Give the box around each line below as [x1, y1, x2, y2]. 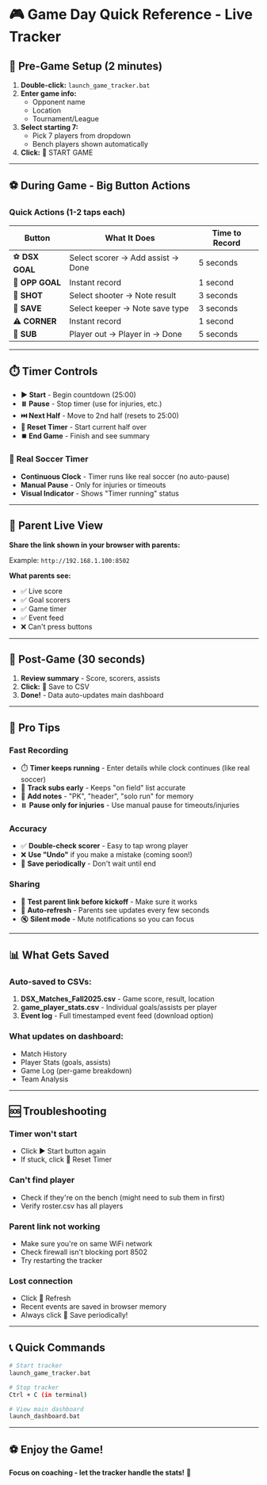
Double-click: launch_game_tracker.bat [20, 80, 151, 90]
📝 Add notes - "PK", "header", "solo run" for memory [20, 791, 194, 801]
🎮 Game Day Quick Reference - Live [9, 6, 253, 24]
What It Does [105, 232, 155, 243]
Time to [212, 227, 242, 238]
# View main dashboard [9, 1405, 84, 1413]
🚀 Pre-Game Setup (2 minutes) [9, 59, 163, 73]
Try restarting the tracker [20, 1255, 103, 1265]
